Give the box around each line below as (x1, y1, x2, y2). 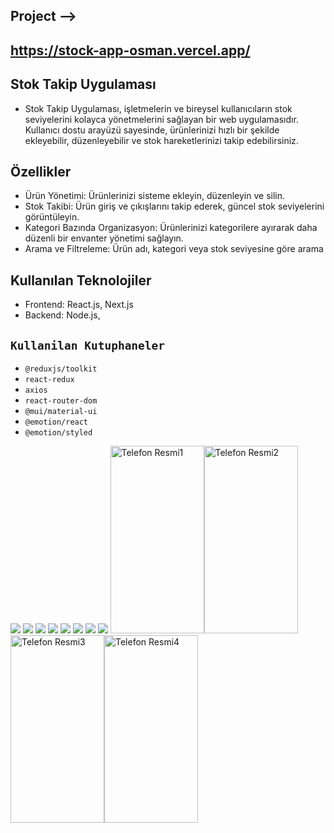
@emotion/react (24, 417, 89, 428)
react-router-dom (24, 396, 98, 406)
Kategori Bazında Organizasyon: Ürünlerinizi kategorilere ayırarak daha (24, 222, 318, 234)
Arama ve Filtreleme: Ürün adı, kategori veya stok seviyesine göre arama (24, 243, 324, 255)
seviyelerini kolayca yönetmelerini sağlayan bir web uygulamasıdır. (24, 113, 299, 125)
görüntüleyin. (24, 211, 80, 223)
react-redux (24, 375, 75, 385)
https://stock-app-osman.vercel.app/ (10, 42, 251, 59)
